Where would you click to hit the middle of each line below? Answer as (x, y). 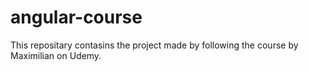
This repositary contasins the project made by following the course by (154, 45)
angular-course (76, 17)
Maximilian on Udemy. (56, 55)
